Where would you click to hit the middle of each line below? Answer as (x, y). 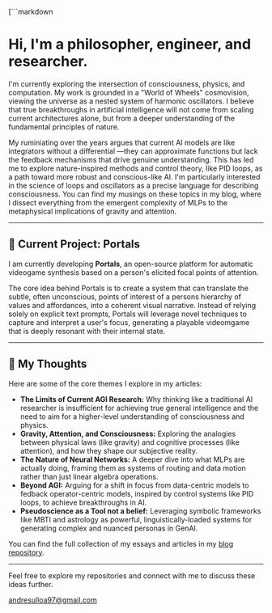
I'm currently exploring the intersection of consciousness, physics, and (127, 83)
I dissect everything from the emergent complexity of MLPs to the (118, 202)
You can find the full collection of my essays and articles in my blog (121, 543)
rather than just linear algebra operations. (89, 476)
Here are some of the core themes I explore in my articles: (105, 383)
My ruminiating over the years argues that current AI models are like (122, 142)
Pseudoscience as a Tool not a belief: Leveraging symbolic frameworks (140, 511)
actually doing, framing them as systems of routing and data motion (133, 467)
